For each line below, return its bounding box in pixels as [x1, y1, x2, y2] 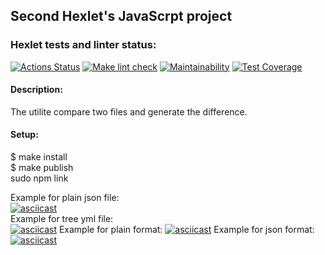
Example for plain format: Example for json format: [58, 224, 315, 236]
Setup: [10, 129, 39, 141]
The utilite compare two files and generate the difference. [10, 105, 248, 118]
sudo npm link [10, 172, 69, 184]
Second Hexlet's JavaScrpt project [10, 8, 233, 25]
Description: [10, 84, 63, 96]
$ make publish [10, 162, 74, 174]
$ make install [10, 151, 68, 163]
